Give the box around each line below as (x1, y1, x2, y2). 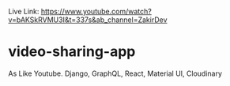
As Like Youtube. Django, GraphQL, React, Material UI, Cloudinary (8, 69, 223, 78)
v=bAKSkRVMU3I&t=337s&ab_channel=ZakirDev (8, 15, 168, 24)
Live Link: (8, 7, 40, 16)
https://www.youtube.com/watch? (40, 7, 152, 16)
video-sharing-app (8, 43, 136, 61)
